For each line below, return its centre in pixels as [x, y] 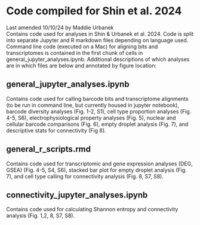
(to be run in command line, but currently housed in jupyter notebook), [93, 105]
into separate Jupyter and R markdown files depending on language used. [97, 40]
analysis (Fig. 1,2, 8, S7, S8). [41, 215]
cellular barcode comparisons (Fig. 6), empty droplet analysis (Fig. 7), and [97, 124]
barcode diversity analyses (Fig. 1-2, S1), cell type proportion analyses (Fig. [99, 111]
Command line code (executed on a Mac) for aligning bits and [82, 47]
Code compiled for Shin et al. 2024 [94, 11]
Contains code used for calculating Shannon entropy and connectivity [92, 209]
